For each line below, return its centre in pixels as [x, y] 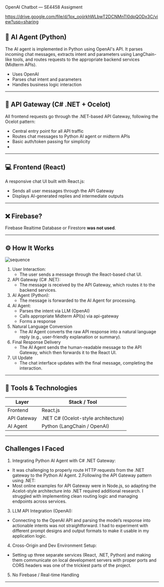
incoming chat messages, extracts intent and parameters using [68, 54]
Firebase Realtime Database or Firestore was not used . [61, 228]
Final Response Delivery [36, 342]
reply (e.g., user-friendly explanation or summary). [70, 337]
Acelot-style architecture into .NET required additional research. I [78, 491]
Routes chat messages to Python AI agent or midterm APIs [71, 136]
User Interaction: [29, 269]
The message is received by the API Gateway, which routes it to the [87, 285]
